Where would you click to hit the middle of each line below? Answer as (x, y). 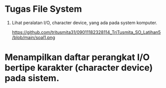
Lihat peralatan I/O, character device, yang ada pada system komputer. (84, 23)
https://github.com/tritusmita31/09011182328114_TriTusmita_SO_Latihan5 (86, 32)
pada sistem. (32, 78)
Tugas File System (43, 9)
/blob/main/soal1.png (33, 37)
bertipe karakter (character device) (79, 68)
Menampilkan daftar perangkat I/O (77, 57)
